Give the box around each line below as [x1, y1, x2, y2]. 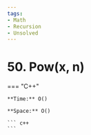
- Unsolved [7, 29, 39, 37]
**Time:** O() [7, 96, 48, 102]
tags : [7, 10, 23, 17]
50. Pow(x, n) [7, 60, 85, 75]
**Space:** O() [7, 108, 51, 115]
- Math [7, 17, 26, 24]
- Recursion [7, 23, 41, 30]
